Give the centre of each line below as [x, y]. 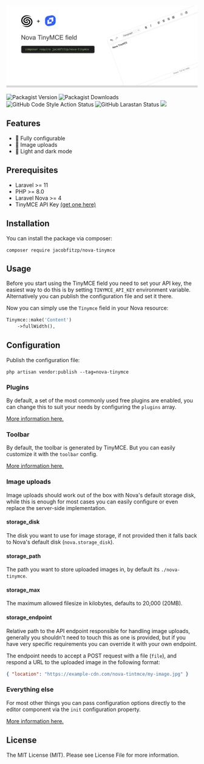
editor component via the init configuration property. [73, 709]
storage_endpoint [29, 617]
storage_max [23, 590]
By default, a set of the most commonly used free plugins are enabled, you [100, 401]
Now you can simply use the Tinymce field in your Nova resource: [87, 308]
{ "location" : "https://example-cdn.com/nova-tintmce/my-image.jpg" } [97, 674]
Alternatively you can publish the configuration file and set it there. [90, 296]
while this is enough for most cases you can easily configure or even [92, 502]
